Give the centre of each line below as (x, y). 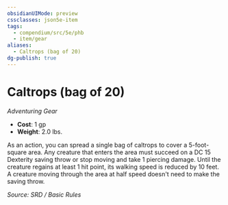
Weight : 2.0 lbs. (40, 132)
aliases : (20, 45)
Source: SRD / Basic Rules (44, 194)
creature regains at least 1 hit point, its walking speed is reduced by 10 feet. (113, 167)
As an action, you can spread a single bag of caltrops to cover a (97, 145)
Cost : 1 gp (31, 124)
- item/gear (30, 39)
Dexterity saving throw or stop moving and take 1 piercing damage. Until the (114, 159)
